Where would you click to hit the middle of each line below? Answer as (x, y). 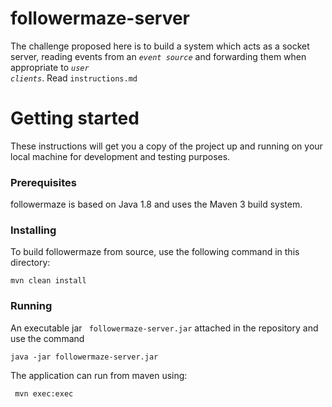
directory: (30, 263)
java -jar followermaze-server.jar (84, 357)
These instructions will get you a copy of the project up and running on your (166, 146)
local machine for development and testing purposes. (120, 156)
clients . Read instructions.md (74, 78)
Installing (33, 230)
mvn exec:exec (44, 393)
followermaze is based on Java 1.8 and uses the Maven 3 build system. (156, 204)
